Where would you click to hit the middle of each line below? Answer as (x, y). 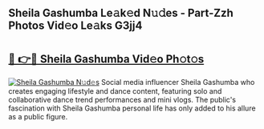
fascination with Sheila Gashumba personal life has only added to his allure (132, 108)
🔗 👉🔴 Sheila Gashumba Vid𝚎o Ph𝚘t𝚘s (106, 59)
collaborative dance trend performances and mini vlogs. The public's (122, 100)
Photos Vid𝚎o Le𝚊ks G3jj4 (75, 26)
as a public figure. (38, 117)
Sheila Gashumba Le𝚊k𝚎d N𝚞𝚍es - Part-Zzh (121, 13)
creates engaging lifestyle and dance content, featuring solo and (115, 91)
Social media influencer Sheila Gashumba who (178, 82)
